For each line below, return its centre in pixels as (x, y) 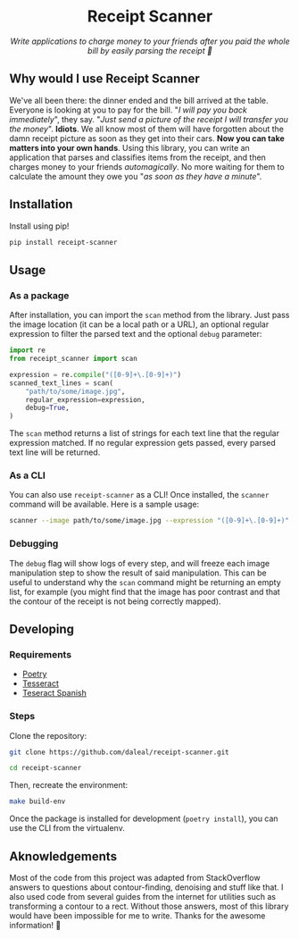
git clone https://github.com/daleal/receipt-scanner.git (119, 752)
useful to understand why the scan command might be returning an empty (145, 582)
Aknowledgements (63, 856)
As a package (39, 295)
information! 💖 (35, 926)
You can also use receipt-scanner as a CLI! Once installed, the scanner (139, 495)
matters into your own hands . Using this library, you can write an (129, 147)
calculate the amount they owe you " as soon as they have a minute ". (136, 176)
